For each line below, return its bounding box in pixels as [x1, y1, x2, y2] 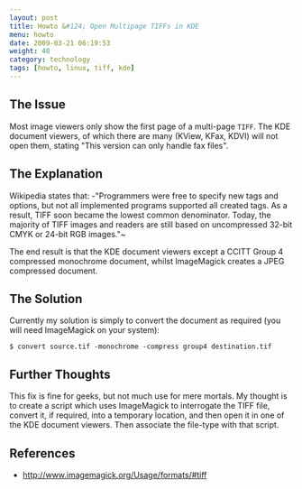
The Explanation [9, 166, 104, 181]
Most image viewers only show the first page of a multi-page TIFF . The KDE [9, 121, 291, 132]
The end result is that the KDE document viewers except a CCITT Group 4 [9, 245, 284, 257]
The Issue [9, 97, 66, 113]
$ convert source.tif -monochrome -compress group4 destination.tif [9, 342, 272, 352]
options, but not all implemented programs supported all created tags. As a [9, 199, 288, 210]
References [9, 446, 76, 461]
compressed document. [9, 265, 98, 276]
